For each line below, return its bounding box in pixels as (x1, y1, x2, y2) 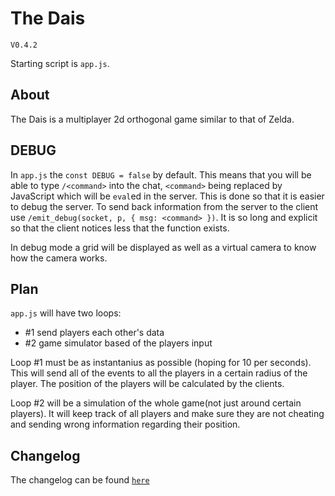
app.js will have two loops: (10, 307, 122, 319)
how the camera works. (10, 252, 108, 264)
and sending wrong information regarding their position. (10, 418, 241, 431)
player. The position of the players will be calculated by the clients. (10, 378, 285, 390)
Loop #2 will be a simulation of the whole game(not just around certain (10, 397, 302, 409)
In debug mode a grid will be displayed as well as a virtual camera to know (10, 241, 317, 253)
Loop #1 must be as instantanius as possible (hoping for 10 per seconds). (10, 357, 312, 369)
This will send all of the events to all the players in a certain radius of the (10, 367, 308, 379)
